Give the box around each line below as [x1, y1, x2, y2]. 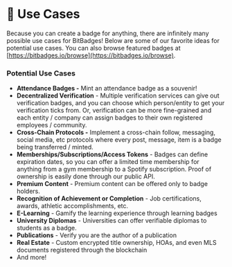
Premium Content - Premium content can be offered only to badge [16, 180, 208, 188]
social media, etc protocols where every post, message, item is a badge [16, 136, 222, 144]
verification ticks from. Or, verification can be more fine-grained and [16, 107, 212, 115]
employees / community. [16, 121, 87, 129]
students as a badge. [16, 224, 77, 232]
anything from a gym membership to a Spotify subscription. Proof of [16, 165, 212, 174]
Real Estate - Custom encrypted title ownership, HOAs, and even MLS [16, 239, 217, 247]
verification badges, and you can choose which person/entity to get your [16, 99, 225, 107]
